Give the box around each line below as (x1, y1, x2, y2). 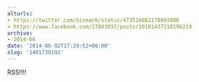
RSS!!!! (7, 67, 27, 76)
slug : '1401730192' (7, 49, 64, 56)
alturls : (7, 10, 33, 17)
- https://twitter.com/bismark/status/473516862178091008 (7, 17, 179, 24)
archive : (7, 29, 33, 37)
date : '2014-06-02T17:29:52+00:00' (7, 42, 111, 49)
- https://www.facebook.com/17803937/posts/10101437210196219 (7, 23, 192, 30)
